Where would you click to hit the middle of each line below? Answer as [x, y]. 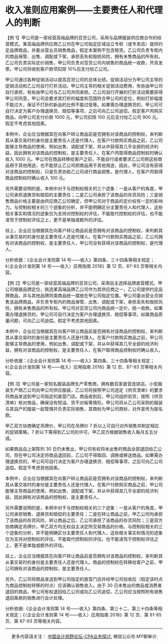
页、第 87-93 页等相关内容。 [35, 621]
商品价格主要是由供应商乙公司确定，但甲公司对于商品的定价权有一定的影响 [86, 201]
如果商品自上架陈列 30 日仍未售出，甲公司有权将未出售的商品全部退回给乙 [81, 449]
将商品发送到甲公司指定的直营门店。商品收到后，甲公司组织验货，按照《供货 [84, 396]
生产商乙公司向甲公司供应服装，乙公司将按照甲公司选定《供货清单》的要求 [86, 390]
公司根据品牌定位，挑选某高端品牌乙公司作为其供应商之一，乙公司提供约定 [82, 289]
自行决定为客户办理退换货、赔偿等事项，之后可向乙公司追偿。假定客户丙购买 [84, 111]
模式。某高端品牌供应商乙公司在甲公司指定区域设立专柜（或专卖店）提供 [84, 44]
